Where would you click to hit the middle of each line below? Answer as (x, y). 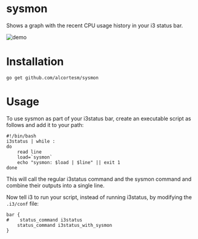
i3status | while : (31, 141)
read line (30, 152)
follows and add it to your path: (45, 125)
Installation (35, 62)
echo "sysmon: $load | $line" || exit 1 (69, 162)
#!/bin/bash (21, 136)
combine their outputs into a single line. (55, 185)
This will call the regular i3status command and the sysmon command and (99, 179)
